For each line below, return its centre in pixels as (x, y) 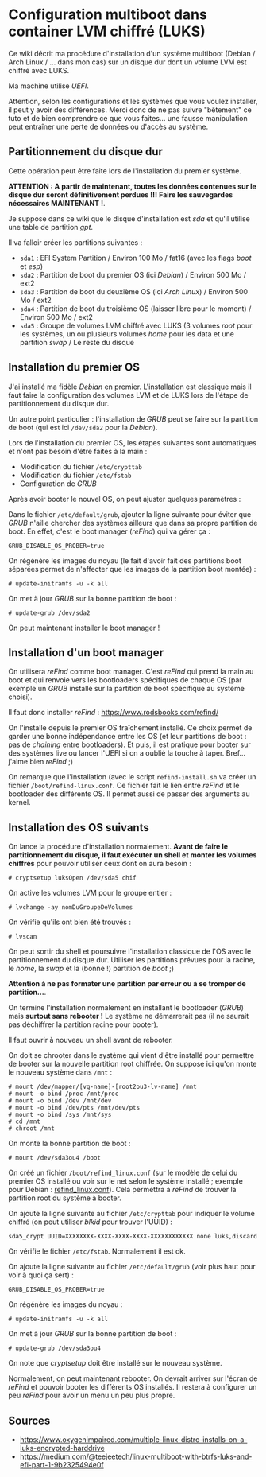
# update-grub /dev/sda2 (49, 613)
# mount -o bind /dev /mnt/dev (60, 1101)
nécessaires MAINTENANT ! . (57, 203)
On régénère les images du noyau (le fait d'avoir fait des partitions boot (125, 560)
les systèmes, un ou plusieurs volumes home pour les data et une (127, 334)
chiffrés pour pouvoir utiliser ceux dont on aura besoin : (100, 864)
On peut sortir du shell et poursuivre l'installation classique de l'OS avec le (130, 951)
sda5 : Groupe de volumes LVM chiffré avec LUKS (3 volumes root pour (136, 325)
